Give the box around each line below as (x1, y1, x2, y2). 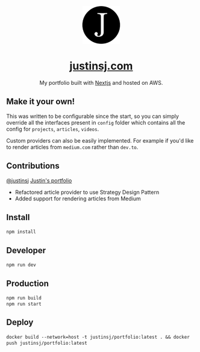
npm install (6, 229, 36, 235)
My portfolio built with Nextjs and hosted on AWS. (39, 79, 163, 86)
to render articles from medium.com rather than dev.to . (6, 143, 139, 150)
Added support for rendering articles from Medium (14, 195, 141, 202)
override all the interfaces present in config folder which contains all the (6, 119, 186, 126)
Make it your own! (6, 96, 75, 107)
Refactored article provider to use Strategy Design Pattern (14, 188, 160, 196)
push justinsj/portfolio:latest (6, 340, 87, 346)
